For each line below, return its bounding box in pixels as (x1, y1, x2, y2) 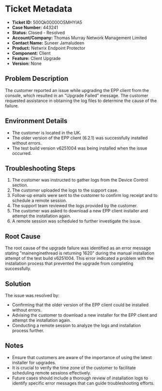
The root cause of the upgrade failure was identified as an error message (5, 245, 151, 251)
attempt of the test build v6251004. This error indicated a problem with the (5, 256, 154, 261)
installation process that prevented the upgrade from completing (5, 260, 134, 267)
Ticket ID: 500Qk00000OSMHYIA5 (12, 19, 82, 25)
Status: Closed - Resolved (12, 30, 65, 35)
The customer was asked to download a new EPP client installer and (12, 208, 148, 214)
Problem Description (5, 75, 69, 83)
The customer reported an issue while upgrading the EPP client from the (5, 87, 149, 93)
